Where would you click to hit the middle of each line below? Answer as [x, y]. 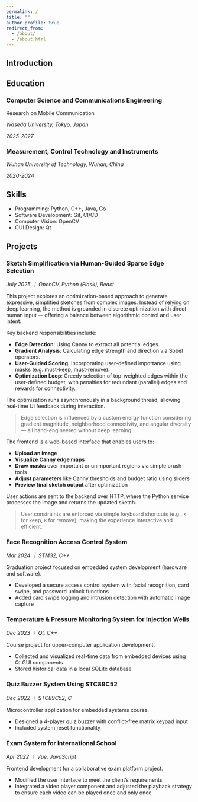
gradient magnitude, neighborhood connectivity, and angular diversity [106, 424]
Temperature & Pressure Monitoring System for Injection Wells [98, 619]
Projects [22, 246]
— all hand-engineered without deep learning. [77, 430]
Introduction [30, 63]
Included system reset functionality [58, 727]
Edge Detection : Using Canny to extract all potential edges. [87, 344]
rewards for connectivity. [45, 388]
